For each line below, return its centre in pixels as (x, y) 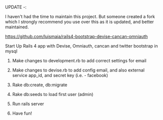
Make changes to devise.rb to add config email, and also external (78, 70)
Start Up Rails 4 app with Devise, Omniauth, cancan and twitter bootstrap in (81, 46)
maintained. (17, 27)
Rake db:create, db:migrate (40, 85)
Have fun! (22, 113)
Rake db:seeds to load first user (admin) (53, 94)
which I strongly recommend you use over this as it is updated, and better (80, 22)
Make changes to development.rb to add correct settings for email (79, 60)
